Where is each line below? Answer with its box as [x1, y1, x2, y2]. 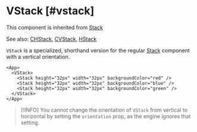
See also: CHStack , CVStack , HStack [6, 35, 97, 42]
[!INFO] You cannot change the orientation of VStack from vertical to [20, 106, 188, 114]
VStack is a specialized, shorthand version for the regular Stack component [6, 46, 190, 54]
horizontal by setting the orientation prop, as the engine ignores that [20, 112, 191, 120]
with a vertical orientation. [6, 53, 70, 60]
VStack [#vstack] [6, 4, 95, 18]
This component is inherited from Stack [6, 24, 103, 31]
